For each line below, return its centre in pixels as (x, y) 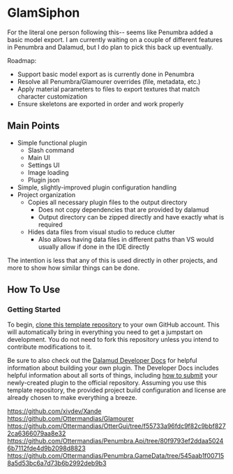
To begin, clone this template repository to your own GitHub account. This (113, 325)
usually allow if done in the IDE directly (94, 247)
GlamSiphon (44, 13)
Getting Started (34, 310)
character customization (52, 96)
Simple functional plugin (52, 143)
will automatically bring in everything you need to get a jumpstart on (105, 332)
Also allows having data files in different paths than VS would (126, 239)
